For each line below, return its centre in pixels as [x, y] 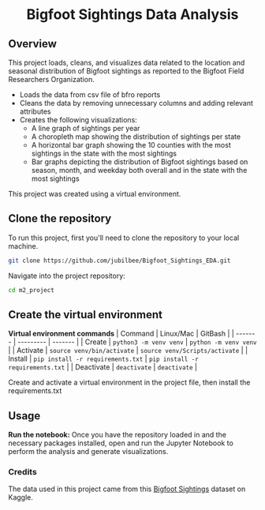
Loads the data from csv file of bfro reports [90, 95]
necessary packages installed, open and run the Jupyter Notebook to [121, 443]
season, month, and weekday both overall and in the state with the [139, 170]
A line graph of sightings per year [86, 128]
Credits [22, 472]
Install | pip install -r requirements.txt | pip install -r [103, 359]
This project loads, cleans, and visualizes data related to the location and [127, 62]
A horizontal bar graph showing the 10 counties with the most [131, 145]
